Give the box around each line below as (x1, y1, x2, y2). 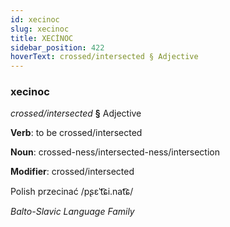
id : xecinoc (10, 14, 60, 25)
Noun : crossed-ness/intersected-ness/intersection (10, 146, 221, 158)
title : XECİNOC (10, 33, 74, 43)
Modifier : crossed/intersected (10, 166, 135, 178)
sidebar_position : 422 (10, 42, 105, 53)
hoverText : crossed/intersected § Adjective (10, 52, 199, 62)
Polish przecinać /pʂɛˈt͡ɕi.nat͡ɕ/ (10, 186, 134, 198)
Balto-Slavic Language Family (10, 206, 135, 218)
